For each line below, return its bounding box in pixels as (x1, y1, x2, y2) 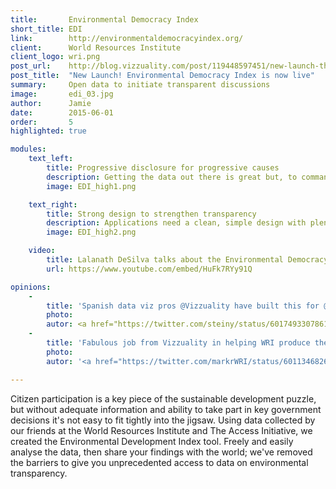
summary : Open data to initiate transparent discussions (10, 80, 271, 90)
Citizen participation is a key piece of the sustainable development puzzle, (10, 392, 317, 405)
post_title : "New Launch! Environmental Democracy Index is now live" (10, 71, 315, 81)
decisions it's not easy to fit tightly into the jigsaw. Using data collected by (10, 414, 316, 426)
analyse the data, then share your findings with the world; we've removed (10, 446, 313, 458)
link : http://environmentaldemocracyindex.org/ (10, 33, 244, 43)
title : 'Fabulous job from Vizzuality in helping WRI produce (46, 338, 311, 348)
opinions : (10, 282, 52, 292)
